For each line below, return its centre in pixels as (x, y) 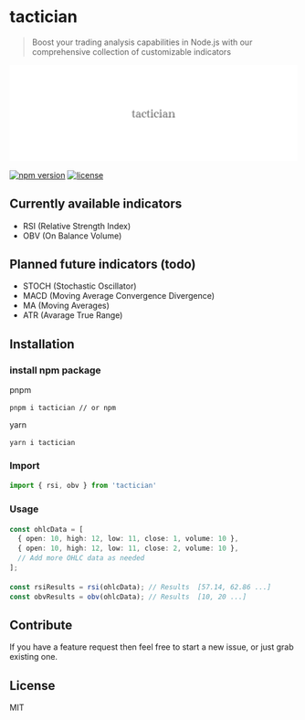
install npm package (56, 370)
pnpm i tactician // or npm (63, 408)
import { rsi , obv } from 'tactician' (83, 486)
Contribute (41, 625)
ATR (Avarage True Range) (73, 315)
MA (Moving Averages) (66, 306)
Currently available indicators (96, 204)
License (32, 686)
